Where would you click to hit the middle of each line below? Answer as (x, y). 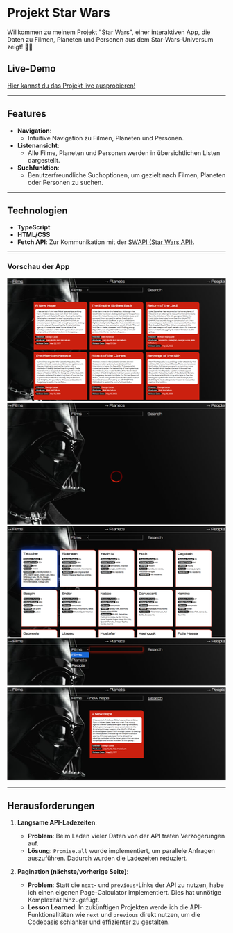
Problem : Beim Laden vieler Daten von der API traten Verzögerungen (126, 836)
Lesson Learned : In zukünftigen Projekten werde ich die (108, 907)
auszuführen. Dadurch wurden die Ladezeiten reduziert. (107, 858)
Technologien (37, 210)
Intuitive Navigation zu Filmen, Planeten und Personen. (106, 138)
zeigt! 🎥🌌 (20, 47)
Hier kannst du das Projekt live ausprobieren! (71, 86)
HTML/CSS (34, 235)
